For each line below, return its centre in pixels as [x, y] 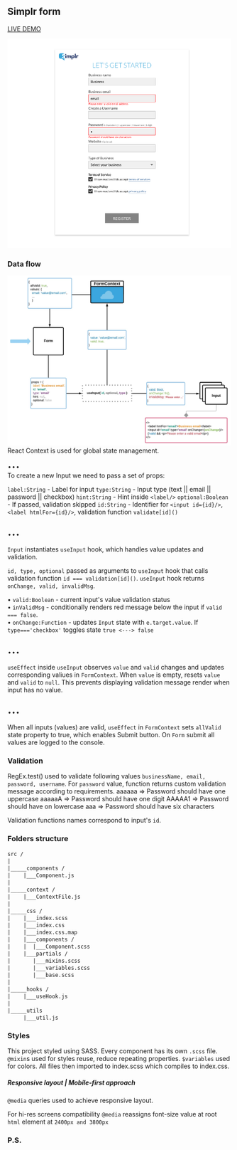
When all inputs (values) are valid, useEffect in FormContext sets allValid [114, 727]
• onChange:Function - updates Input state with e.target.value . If [103, 622]
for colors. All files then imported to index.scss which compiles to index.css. [118, 1066]
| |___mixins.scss [44, 961]
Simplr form [34, 12]
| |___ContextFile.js [44, 897]
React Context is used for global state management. [83, 450]
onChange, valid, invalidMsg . [51, 586]
